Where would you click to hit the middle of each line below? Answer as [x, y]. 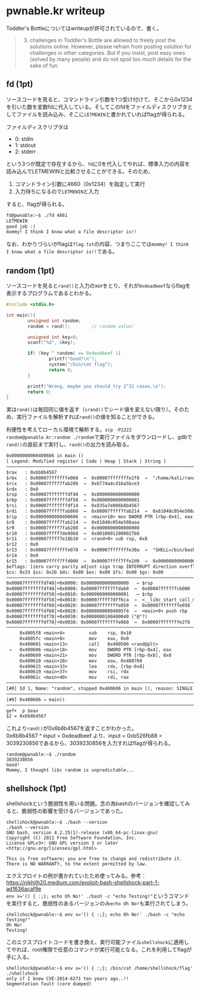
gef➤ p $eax [22, 710]
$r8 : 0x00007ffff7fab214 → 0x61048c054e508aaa [73, 522]
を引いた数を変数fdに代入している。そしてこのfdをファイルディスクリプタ [97, 107]
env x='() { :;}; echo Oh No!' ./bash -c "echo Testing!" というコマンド [98, 896]
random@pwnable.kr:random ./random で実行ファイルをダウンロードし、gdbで [99, 437]
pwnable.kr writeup [56, 11]
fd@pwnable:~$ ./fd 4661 [37, 215]
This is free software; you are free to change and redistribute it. [94, 859]
